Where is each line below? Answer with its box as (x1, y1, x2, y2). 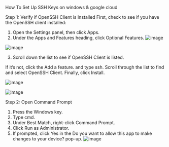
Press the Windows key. (12, 109, 63, 115)
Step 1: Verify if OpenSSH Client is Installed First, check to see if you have (5, 14, 160, 20)
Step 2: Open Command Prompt (5, 99, 72, 105)
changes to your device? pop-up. (12, 136, 83, 141)
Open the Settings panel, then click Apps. (12, 29, 100, 35)
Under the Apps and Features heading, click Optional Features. (12, 35, 145, 41)
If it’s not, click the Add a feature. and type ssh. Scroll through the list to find (5, 64, 164, 70)
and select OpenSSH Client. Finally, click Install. (5, 69, 105, 76)
